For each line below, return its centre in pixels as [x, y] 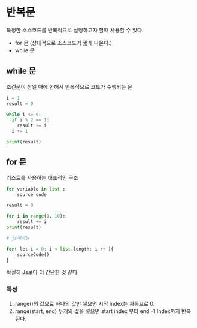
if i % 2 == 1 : [31, 120]
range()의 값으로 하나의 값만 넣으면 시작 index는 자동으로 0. [85, 303]
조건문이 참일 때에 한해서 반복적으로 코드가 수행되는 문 [69, 86]
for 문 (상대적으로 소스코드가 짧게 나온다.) [63, 43]
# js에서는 [18, 238]
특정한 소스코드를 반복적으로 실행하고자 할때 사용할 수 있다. [75, 30]
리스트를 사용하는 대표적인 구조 [43, 177]
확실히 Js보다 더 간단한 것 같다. [43, 272]
